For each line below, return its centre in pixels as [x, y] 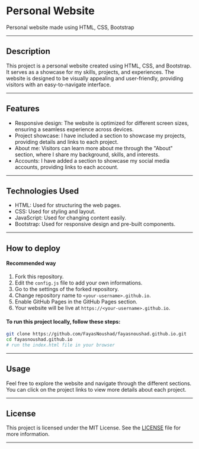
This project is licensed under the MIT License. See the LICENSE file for [94, 428]
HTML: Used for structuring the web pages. [68, 205]
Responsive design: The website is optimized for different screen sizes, [102, 123]
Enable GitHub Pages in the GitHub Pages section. [76, 301]
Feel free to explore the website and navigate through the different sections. [99, 383]
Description [28, 51]
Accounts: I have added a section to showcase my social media [92, 160]
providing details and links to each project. [66, 142]
